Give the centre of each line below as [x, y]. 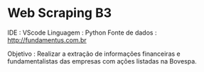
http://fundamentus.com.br [47, 40]
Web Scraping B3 [60, 13]
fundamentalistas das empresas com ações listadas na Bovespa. [102, 61]
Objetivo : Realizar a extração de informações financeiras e [94, 54]
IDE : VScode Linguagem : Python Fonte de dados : [82, 32]
